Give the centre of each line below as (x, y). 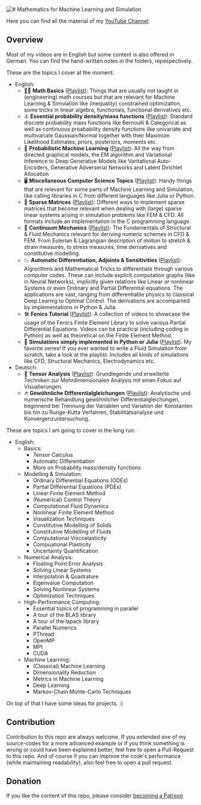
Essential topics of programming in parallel (85, 608)
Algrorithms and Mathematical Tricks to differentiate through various (108, 269)
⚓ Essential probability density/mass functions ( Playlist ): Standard (108, 116)
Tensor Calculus (53, 454)
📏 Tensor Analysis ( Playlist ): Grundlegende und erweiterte (96, 374)
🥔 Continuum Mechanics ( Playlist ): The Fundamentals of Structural (107, 227)
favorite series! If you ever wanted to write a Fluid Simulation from (105, 348)
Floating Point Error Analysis (68, 563)
